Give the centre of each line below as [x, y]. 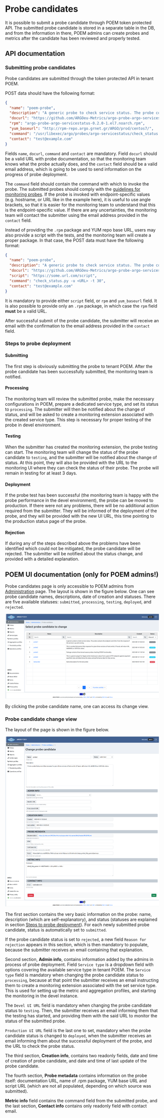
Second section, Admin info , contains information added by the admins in [79, 959]
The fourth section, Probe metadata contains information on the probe [76, 1075]
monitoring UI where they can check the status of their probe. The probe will [82, 468]
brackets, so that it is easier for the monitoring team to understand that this [80, 205]
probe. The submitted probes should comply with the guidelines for [73, 189]
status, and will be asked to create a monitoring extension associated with [79, 414]
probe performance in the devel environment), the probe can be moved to [79, 500]
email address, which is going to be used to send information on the [73, 169]
